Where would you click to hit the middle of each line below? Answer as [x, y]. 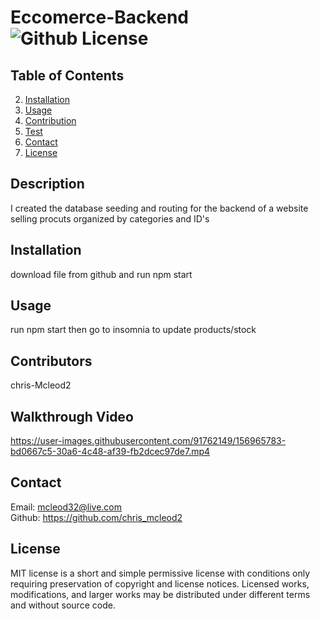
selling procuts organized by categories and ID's [110, 218]
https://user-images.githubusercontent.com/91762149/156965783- [148, 441]
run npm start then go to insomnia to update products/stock [133, 330]
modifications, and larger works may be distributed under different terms [160, 594]
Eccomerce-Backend [99, 17]
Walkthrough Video [72, 416]
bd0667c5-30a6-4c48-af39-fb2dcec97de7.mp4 [110, 452]
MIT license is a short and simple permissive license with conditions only [160, 573]
